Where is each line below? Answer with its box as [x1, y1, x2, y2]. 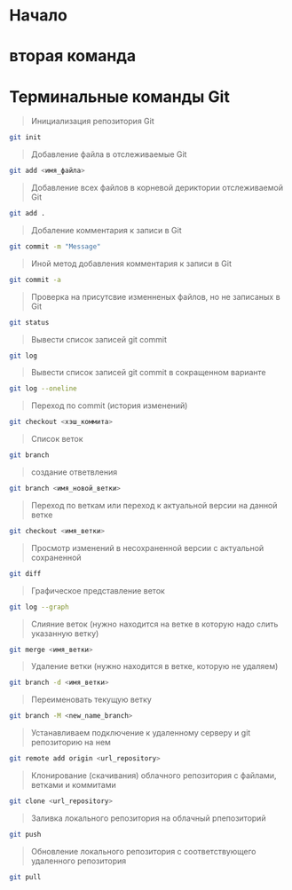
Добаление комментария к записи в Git [30, 224, 182, 235]
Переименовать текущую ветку [30, 694, 153, 705]
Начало [9, 5, 68, 26]
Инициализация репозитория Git [30, 116, 155, 127]
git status [9, 318, 50, 327]
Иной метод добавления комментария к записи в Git [30, 258, 233, 269]
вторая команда [9, 46, 136, 67]
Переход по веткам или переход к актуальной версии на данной [30, 500, 278, 510]
